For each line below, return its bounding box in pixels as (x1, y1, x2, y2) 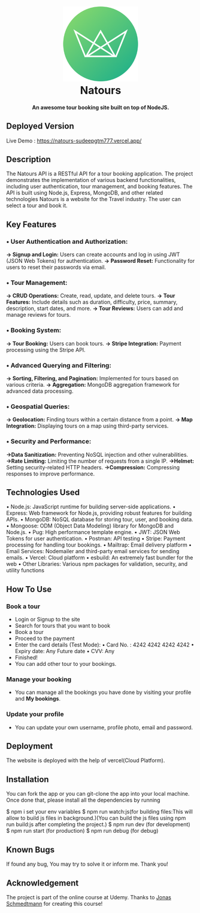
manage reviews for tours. (6, 311, 71, 319)
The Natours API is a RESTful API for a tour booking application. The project (6, 170, 193, 177)
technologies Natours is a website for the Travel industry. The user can (6, 196, 181, 203)
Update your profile (6, 710, 64, 718)
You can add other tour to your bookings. (14, 660, 117, 668)
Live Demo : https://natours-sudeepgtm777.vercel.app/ (6, 137, 142, 144)
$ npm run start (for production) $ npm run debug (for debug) (6, 827, 159, 835)
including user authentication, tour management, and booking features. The (6, 183, 193, 190)
